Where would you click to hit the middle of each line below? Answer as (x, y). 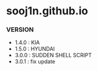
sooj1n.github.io (47, 11)
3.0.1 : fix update (35, 61)
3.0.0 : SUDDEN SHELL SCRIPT (53, 55)
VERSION (20, 30)
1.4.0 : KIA (27, 42)
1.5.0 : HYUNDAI (35, 49)
